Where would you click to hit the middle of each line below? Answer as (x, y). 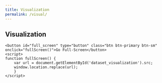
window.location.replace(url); (46, 67)
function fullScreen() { (31, 59)
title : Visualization (27, 10)
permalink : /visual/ (26, 14)
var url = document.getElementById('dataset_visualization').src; (83, 63)
